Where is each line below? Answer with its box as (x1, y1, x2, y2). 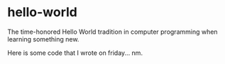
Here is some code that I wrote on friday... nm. (7, 49, 143, 57)
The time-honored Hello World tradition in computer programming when (7, 27, 218, 36)
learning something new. (7, 34, 79, 43)
